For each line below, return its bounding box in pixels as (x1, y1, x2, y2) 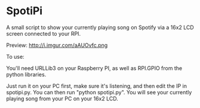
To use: (6, 53, 25, 60)
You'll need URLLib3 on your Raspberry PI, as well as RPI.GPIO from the (6, 64, 183, 72)
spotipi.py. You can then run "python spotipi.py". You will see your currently (6, 88, 192, 96)
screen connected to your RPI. (6, 30, 81, 37)
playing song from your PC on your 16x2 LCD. (6, 95, 118, 102)
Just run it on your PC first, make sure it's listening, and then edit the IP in (6, 82, 187, 90)
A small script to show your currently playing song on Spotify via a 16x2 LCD (6, 24, 194, 31)
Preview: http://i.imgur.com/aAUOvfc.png (6, 42, 108, 49)
